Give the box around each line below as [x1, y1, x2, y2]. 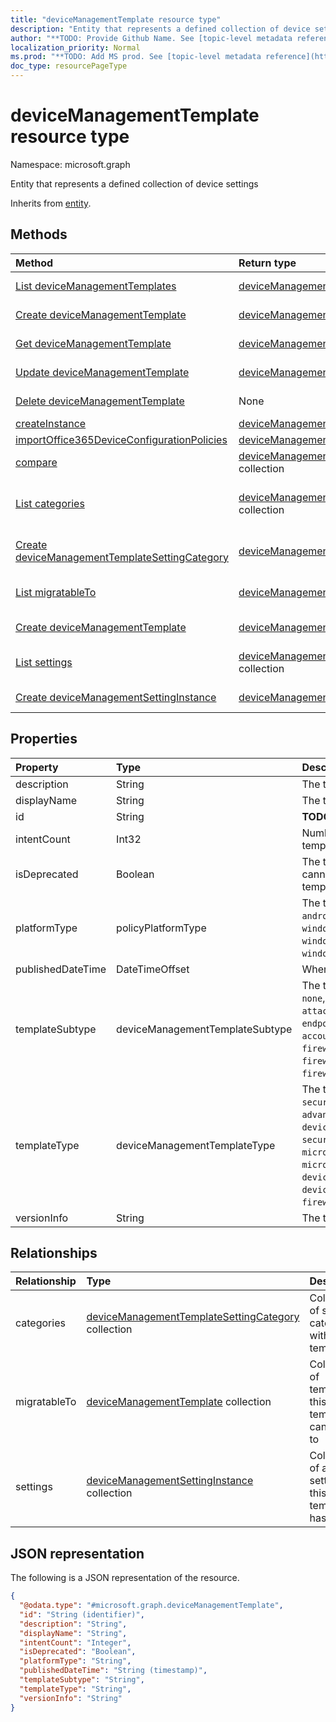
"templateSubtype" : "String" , [19, 1675, 145, 1685]
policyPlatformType [116, 921, 207, 935]
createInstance [15, 416, 87, 430]
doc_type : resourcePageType [10, 61, 128, 71]
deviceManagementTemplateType [116, 1138, 276, 1152]
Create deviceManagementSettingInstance [15, 690, 217, 704]
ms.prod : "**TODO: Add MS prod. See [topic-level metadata [10, 52, 262, 62]
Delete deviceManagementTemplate [15, 394, 185, 408]
